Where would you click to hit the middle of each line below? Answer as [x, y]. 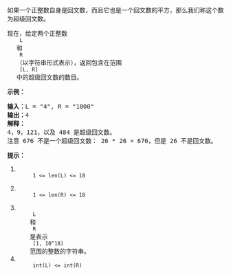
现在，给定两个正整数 [37, 33]
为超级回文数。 [28, 19]
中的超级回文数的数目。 [49, 77]
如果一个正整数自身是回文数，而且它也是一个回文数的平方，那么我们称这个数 [115, 10]
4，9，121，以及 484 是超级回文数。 [62, 132]
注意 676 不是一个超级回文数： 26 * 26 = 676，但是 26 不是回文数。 [112, 141]
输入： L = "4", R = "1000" [51, 106]
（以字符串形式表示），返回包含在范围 [69, 63]
